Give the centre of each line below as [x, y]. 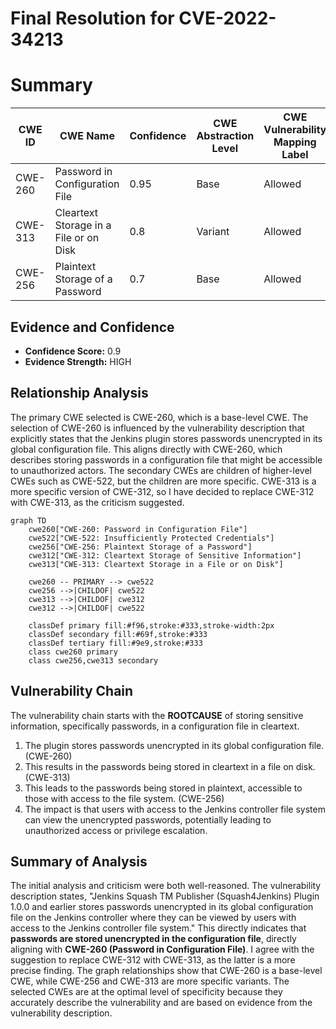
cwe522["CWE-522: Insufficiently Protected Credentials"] [151, 538]
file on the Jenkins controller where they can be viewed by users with [153, 918]
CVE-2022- [227, 18]
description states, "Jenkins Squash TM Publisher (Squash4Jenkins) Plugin [165, 896]
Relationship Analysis [79, 393]
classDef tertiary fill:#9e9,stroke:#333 [115, 643]
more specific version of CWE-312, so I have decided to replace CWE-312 [162, 491]
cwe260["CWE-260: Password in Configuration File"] [138, 529]
